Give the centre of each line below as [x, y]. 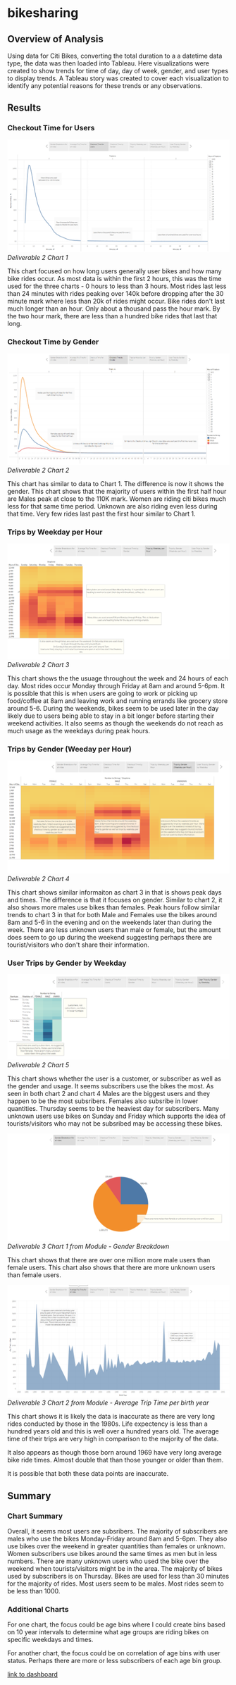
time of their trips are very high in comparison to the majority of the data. [113, 1439]
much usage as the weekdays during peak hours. [79, 730]
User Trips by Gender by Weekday [67, 963]
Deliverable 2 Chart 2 [38, 471]
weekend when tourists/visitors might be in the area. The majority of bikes [115, 1568]
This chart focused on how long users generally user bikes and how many [114, 271]
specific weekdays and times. [50, 1640]
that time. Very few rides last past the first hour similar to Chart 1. [101, 514]
